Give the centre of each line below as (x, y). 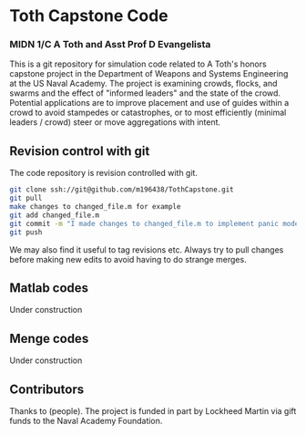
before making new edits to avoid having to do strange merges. (128, 259)
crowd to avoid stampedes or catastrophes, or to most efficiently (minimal (148, 113)
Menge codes (49, 338)
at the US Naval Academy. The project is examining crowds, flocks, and (143, 84)
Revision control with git (80, 151)
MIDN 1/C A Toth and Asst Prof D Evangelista (110, 45)
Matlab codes (49, 288)
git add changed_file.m (55, 215)
